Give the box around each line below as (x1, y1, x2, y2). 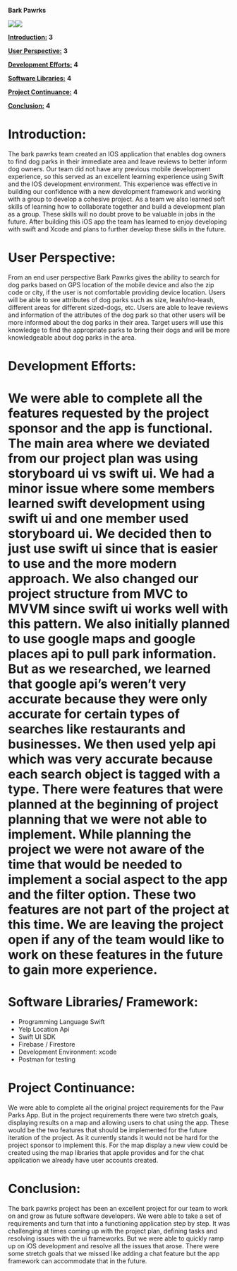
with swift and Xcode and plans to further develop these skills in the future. (8, 224, 226, 233)
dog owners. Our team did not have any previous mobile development (8, 164, 211, 173)
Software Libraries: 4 (8, 74, 72, 82)
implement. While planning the (8, 827, 192, 843)
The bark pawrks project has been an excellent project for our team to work (8, 1204, 229, 1213)
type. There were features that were (8, 781, 224, 798)
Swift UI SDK (18, 1033, 56, 1041)
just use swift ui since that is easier (8, 541, 218, 557)
